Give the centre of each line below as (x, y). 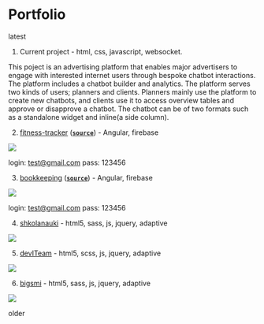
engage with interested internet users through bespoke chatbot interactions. (132, 75)
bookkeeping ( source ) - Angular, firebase (86, 177)
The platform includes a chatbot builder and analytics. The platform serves (129, 84)
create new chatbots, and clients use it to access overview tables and (121, 100)
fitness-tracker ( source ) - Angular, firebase (89, 132)
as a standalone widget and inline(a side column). (89, 117)
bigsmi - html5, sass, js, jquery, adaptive (85, 283)
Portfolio (37, 15)
